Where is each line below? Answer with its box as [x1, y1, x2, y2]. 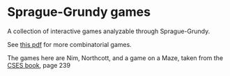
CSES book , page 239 [7, 61, 71, 69]
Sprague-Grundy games [7, 4, 151, 20]
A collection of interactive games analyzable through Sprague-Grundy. [7, 27, 210, 35]
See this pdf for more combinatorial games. [7, 40, 132, 48]
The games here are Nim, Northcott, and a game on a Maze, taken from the [7, 53, 224, 62]
